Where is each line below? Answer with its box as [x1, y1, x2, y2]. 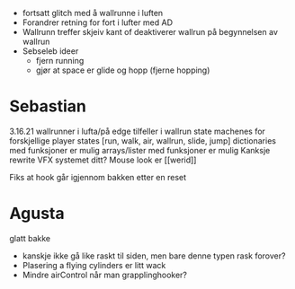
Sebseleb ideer [22, 46, 79, 57]
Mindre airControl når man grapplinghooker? [22, 269, 187, 280]
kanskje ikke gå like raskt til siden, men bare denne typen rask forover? [22, 250, 286, 261]
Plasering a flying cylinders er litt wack [22, 259, 166, 270]
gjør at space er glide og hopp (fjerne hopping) [35, 65, 210, 75]
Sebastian [9, 96, 87, 117]
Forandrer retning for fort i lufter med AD [22, 17, 174, 28]
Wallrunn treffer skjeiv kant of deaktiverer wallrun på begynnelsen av [22, 27, 279, 37]
